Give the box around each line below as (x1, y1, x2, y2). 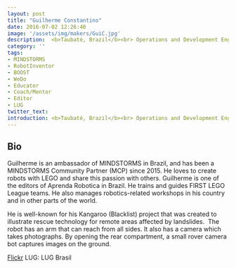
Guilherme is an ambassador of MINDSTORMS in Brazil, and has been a (7, 159, 214, 168)
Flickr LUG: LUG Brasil (7, 253, 72, 262)
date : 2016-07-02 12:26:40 (7, 23, 86, 30)
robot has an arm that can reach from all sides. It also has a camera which (7, 225, 221, 234)
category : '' (7, 43, 46, 50)
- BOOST (7, 69, 30, 76)
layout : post (7, 10, 46, 18)
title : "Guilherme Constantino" (7, 17, 102, 24)
